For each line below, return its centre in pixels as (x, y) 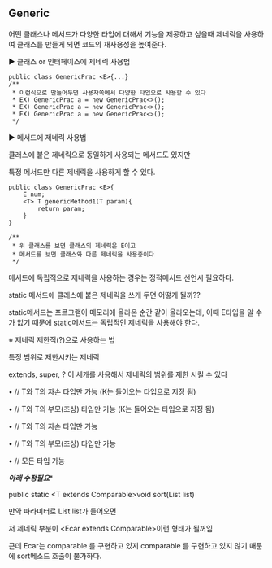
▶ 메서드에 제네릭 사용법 (47, 137)
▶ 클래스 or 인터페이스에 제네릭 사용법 (69, 61)
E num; (34, 194)
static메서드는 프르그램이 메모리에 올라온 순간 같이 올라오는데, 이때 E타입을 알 (131, 312)
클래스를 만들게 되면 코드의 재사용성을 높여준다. (92, 44)
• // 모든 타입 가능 (37, 461)
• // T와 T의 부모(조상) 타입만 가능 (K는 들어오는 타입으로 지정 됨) (112, 409)
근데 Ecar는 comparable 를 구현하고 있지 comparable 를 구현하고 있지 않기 (128, 545)
